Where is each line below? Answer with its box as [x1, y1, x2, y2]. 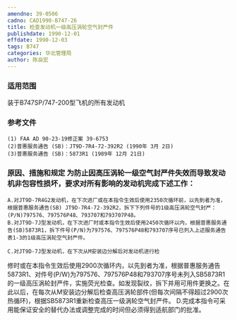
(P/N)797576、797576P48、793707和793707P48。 [7, 211, 140, 219]
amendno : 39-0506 [7, 10, 59, 18]
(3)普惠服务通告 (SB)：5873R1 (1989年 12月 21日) [7, 150, 146, 158]
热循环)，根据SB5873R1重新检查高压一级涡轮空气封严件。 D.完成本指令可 [7, 296, 220, 304]
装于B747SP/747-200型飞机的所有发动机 [7, 98, 126, 107]
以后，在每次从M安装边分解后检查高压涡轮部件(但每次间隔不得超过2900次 [13, 288, 229, 296]
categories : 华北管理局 [7, 50, 72, 57]
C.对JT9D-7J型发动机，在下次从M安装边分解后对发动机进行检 [7, 248, 160, 255]
